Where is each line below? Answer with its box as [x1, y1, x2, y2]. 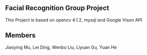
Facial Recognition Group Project [5, 4, 110, 12]
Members [5, 31, 36, 40]
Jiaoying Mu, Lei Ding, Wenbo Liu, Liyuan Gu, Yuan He [5, 44, 117, 50]
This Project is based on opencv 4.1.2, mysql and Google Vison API [5, 17, 143, 23]
